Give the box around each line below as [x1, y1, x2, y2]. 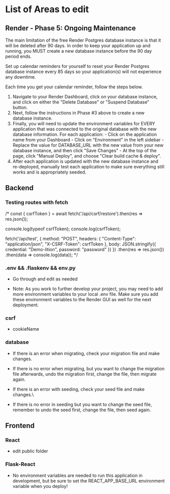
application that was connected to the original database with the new [12, 126, 157, 132]
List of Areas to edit [5, 4, 90, 15]
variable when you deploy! [12, 483, 68, 489]
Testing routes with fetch [5, 199, 68, 206]
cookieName [12, 326, 39, 332]
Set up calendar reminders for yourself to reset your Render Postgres [5, 63, 150, 69]
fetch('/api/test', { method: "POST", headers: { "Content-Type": [5, 235, 136, 241]
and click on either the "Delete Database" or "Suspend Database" [12, 99, 150, 105]
